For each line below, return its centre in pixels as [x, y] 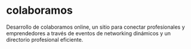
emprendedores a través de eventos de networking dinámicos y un [89, 33]
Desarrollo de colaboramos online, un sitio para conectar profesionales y [95, 27]
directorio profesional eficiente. [45, 39]
